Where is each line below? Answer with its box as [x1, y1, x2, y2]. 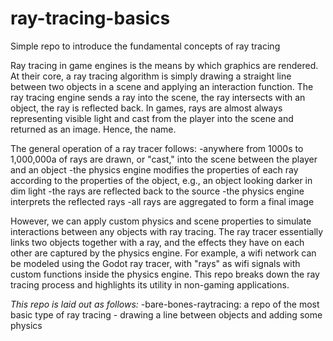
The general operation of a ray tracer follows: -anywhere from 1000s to [10, 142, 304, 154]
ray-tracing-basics [10, 7, 171, 30]
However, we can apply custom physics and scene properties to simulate [10, 215, 312, 227]
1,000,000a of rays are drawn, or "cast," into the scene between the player [10, 153, 318, 165]
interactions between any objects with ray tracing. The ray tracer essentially [10, 225, 324, 237]
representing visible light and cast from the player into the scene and [10, 112, 294, 124]
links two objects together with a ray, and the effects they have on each [10, 236, 305, 248]
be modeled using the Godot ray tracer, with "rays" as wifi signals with [10, 257, 301, 269]
